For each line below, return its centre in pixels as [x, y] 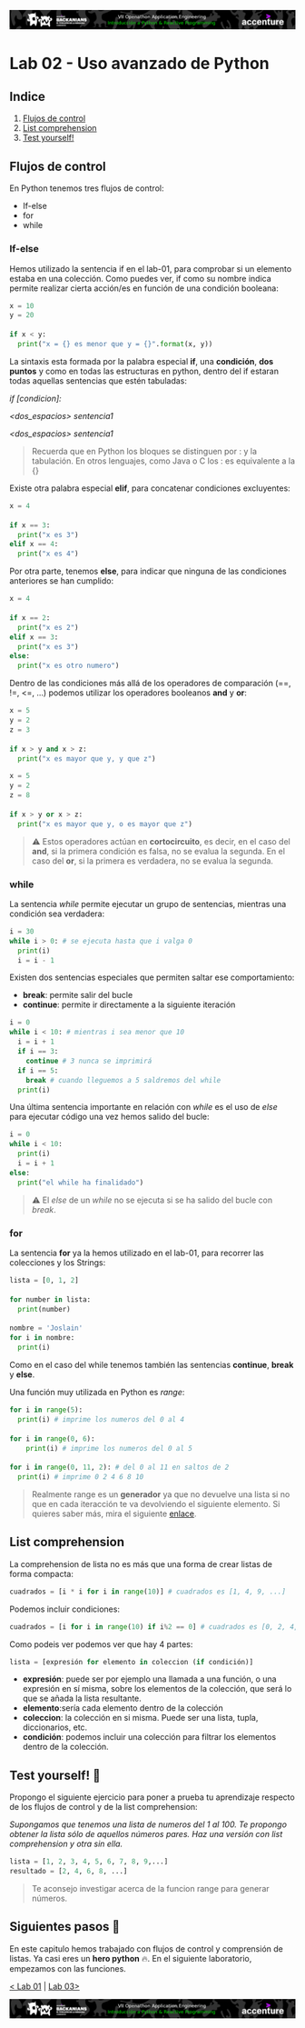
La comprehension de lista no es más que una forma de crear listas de [141, 1563]
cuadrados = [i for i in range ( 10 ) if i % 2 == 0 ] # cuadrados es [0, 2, [148, 1627]
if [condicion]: [35, 398]
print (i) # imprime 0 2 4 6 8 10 [81, 1477]
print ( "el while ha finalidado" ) [81, 1183]
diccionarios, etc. [55, 1727]
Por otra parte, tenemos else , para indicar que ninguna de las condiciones [148, 571]
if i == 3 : [38, 1052]
